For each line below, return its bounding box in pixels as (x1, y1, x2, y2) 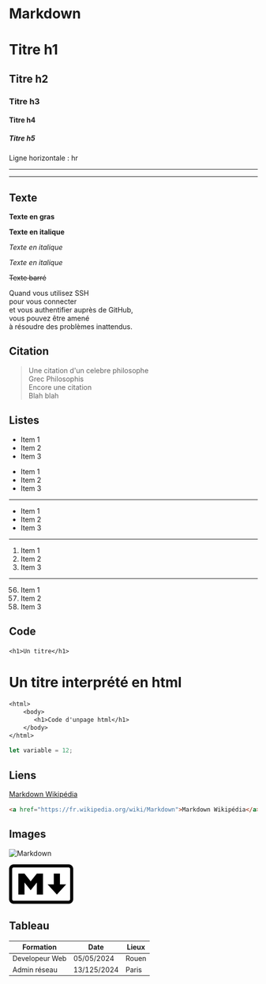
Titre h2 (9, 72, 49, 85)
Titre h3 (9, 95, 40, 107)
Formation (22, 942, 58, 952)
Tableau (9, 919, 50, 933)
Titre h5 (9, 133, 36, 143)
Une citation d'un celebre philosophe (28, 365, 149, 375)
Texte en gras (9, 212, 54, 222)
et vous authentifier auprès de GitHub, (9, 305, 133, 315)
